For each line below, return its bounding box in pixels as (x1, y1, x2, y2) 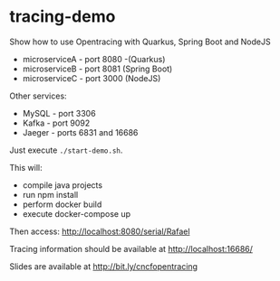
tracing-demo (9, 6, 116, 27)
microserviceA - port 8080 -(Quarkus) (22, 53, 166, 64)
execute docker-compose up (22, 208, 131, 219)
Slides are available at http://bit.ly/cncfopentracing (9, 260, 198, 272)
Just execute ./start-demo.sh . (9, 145, 123, 155)
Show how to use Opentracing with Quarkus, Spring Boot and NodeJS (9, 36, 271, 47)
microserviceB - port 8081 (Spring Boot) (22, 63, 173, 74)
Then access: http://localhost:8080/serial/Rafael (9, 226, 190, 237)
